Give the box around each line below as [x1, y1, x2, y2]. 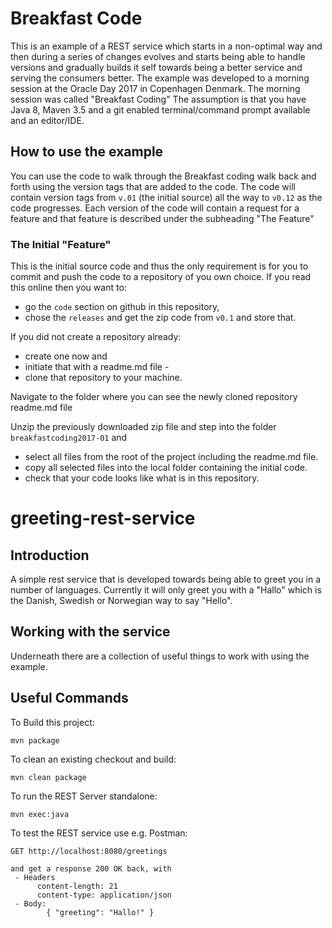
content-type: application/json [36, 890, 172, 900]
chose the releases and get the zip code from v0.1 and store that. [24, 312, 297, 324]
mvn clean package [10, 772, 87, 782]
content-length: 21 [36, 881, 118, 891]
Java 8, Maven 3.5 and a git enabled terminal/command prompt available [10, 103, 311, 116]
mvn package [10, 735, 60, 746]
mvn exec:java [10, 809, 70, 819]
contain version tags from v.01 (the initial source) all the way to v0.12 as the [10, 191, 323, 203]
